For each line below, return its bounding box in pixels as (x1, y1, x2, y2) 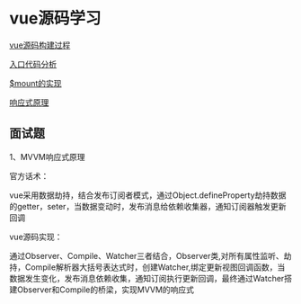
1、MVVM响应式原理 (9, 151, 85, 162)
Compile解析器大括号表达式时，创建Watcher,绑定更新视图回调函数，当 (24, 262, 286, 273)
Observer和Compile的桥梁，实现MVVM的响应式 (16, 284, 195, 295)
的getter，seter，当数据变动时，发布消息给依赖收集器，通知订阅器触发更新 (9, 201, 287, 211)
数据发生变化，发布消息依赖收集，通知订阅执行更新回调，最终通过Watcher (9, 273, 285, 283)
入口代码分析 (9, 58, 57, 69)
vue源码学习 (9, 8, 102, 29)
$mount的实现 (9, 77, 62, 88)
